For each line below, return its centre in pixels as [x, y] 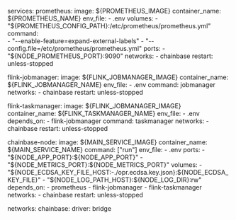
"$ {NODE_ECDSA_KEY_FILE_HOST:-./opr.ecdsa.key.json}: [92, 172]
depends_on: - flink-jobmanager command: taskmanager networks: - [108, 121]
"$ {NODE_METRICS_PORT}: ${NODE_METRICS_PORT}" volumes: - [105, 165]
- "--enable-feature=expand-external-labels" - [75, 41]
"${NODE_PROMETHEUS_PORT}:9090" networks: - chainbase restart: [110, 56]
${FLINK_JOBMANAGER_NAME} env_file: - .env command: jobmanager [112, 85]
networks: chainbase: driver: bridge [60, 208]
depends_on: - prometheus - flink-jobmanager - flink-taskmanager [105, 187]
